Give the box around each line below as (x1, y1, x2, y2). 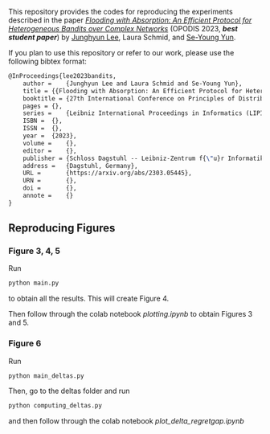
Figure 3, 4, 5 (8, 245, 61, 256)
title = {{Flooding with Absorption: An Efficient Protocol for (22, 87, 243, 95)
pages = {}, (22, 102, 63, 110)
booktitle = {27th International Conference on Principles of (22, 94, 235, 103)
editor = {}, (22, 146, 78, 155)
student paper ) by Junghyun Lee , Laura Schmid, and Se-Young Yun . (8, 32, 236, 42)
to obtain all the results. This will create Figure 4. (8, 293, 170, 304)
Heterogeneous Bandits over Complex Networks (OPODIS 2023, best (8, 24, 239, 33)
